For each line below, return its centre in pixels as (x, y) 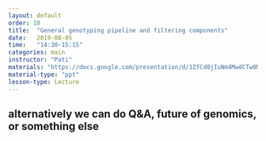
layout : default (35, 15)
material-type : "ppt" (44, 74)
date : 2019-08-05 (40, 38)
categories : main (37, 52)
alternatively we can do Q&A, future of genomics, (133, 114)
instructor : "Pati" (40, 60)
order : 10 (25, 23)
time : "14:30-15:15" (46, 45)
